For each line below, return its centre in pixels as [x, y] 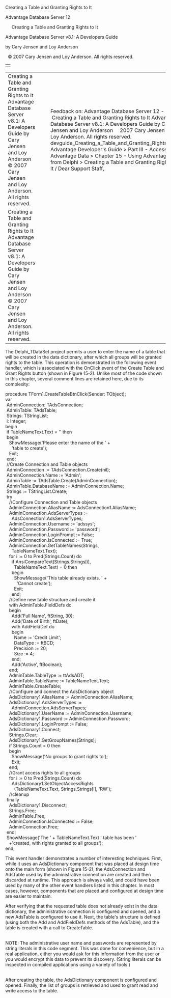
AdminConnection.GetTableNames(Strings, [54, 545]
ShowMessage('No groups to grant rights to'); [60, 756]
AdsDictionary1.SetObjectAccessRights [53, 783]
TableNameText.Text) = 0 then [46, 567]
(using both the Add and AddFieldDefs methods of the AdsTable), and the [82, 922]
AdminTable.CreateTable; [35, 686]
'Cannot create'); [34, 583]
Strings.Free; [22, 811]
